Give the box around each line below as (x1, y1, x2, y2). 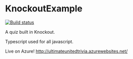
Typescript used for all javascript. (5, 38, 73, 45)
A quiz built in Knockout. (5, 29, 56, 35)
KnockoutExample (5, 3, 83, 14)
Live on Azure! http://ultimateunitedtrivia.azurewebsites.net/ (5, 48, 128, 54)
